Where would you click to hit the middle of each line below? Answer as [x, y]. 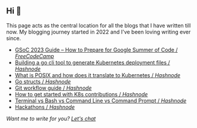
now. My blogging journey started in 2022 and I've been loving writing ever [98, 32]
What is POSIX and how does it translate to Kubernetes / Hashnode [98, 75]
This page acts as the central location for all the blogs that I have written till [98, 25]
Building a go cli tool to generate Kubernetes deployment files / [92, 62]
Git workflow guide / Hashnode [53, 88]
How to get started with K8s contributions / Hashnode [81, 94]
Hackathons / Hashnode [45, 107]
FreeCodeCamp [34, 56]
